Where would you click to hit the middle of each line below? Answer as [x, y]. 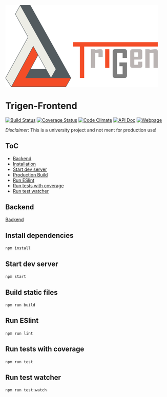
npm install [18, 248]
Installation [24, 164]
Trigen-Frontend [41, 106]
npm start [16, 277]
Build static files [32, 292]
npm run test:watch [26, 390]
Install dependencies [39, 235]
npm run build [20, 305]
